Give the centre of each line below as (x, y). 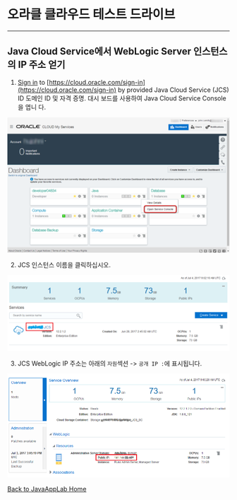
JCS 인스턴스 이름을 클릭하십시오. (64, 264)
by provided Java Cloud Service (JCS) (173, 90)
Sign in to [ (33, 82)
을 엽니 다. (32, 107)
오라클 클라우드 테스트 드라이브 (91, 14)
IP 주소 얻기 (42, 65)
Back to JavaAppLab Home (47, 489)
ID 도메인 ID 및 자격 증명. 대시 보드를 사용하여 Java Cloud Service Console (122, 98)
